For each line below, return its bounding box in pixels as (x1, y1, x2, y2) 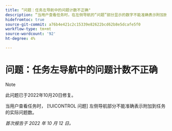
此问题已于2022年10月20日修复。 (5, 92, 76, 98)
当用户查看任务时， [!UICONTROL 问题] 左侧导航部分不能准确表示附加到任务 (5, 103, 166, 109)
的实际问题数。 (5, 109, 37, 115)
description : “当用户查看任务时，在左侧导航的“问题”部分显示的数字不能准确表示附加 (5, 12, 164, 17)
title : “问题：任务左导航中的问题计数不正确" (5, 7, 91, 13)
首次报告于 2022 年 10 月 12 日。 (5, 120, 74, 126)
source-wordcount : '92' (5, 31, 56, 36)
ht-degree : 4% (5, 36, 36, 41)
